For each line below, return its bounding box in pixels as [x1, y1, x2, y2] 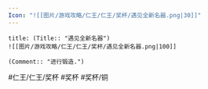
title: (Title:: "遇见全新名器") [8, 34, 111, 42]
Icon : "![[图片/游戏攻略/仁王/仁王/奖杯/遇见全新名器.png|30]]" [8, 11, 202, 20]
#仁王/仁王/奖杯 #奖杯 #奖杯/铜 [8, 72, 108, 82]
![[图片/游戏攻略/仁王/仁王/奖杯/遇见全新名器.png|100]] [8, 42, 177, 51]
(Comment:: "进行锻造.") [8, 58, 85, 66]
